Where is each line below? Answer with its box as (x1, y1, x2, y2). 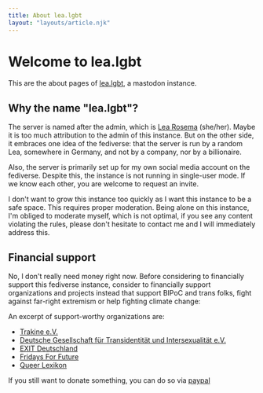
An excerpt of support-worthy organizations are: (8, 312, 165, 321)
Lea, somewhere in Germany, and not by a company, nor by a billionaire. (8, 147, 242, 157)
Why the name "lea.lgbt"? (8, 101, 139, 115)
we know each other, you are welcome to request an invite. (8, 179, 199, 189)
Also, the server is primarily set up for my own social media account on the (8, 163, 250, 172)
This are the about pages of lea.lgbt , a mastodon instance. (8, 79, 197, 88)
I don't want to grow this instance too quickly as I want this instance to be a (8, 194, 252, 204)
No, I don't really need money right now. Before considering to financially (8, 272, 245, 281)
